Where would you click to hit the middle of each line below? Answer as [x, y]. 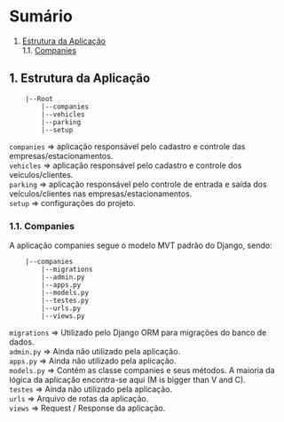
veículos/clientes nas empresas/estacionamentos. [101, 194]
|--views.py [63, 316]
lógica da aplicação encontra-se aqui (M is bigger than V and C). [127, 380]
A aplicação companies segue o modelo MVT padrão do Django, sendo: [141, 245]
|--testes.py [65, 301]
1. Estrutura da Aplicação [80, 79]
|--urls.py [61, 308]
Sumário [41, 16]
